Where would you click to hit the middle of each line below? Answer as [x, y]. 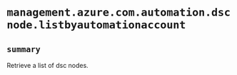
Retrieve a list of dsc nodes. [47, 65]
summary [24, 49]
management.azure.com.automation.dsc [119, 12]
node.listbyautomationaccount [96, 25]
